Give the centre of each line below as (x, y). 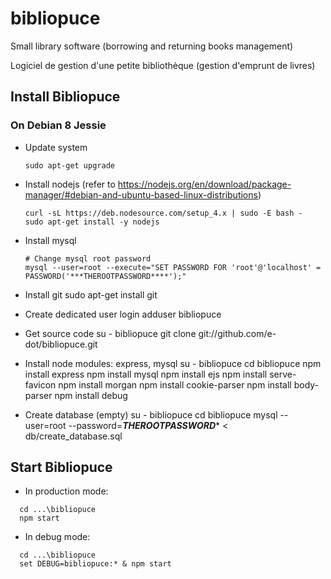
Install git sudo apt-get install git (91, 294)
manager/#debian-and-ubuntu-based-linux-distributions (141, 194)
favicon (40, 384)
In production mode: (66, 491)
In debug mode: (57, 537)
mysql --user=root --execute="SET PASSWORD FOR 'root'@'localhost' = (173, 267)
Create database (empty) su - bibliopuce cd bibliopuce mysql (151, 414)
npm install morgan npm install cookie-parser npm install (175, 384)
